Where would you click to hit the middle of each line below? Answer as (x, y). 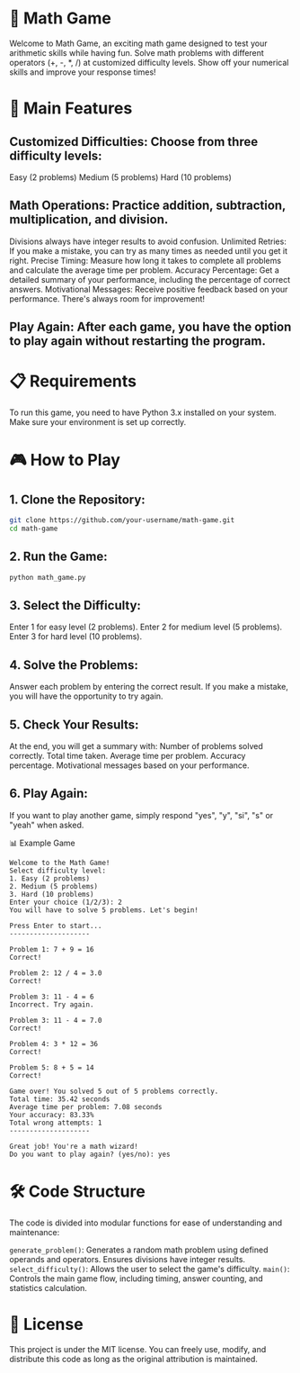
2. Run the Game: (58, 557)
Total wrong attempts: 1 (56, 1123)
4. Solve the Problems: (74, 665)
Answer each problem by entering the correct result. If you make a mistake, (149, 687)
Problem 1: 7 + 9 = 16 (52, 949)
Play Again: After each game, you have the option (150, 327)
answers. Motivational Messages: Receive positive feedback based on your (149, 289)
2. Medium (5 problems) (54, 886)
